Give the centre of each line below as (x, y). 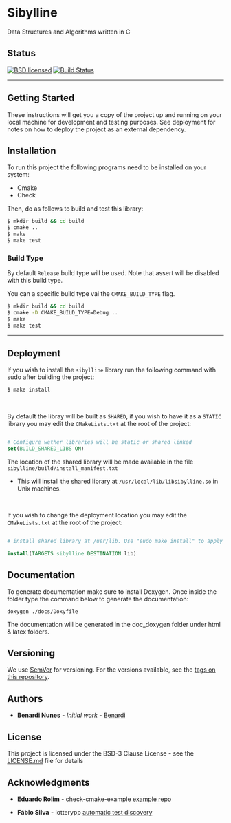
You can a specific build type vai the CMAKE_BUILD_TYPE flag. (91, 294)
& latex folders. (29, 632)
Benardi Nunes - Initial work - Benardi (71, 715)
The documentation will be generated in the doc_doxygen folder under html (114, 624)
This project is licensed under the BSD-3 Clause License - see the (101, 753)
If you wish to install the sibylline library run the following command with (112, 370)
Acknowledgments (49, 782)
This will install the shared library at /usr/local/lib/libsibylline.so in (118, 481)
